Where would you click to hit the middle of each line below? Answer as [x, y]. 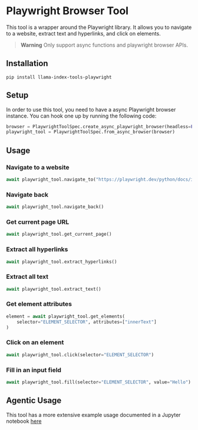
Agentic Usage [34, 401]
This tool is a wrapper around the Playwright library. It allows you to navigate [99, 27]
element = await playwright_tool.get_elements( [66, 316]
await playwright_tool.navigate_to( [51, 180]
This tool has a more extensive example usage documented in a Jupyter [93, 415]
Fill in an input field [34, 370]
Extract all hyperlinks [37, 249]
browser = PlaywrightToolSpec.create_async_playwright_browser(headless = [99, 126]
